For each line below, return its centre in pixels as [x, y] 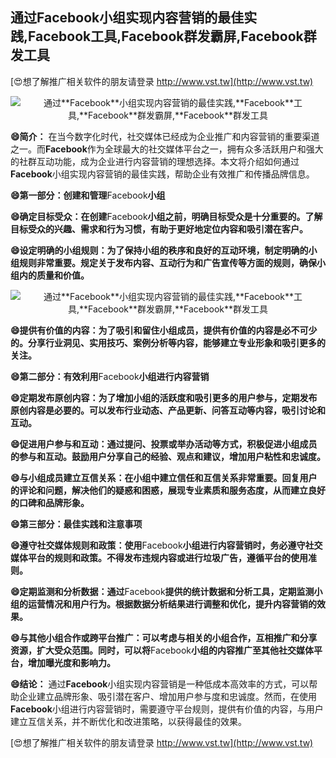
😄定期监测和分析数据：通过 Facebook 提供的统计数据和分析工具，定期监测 [162, 591]
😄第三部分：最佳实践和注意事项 [76, 524]
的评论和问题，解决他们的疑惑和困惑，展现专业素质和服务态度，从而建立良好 [168, 490]
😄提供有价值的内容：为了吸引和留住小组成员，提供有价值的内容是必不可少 [164, 330]
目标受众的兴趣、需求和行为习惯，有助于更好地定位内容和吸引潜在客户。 [159, 229]
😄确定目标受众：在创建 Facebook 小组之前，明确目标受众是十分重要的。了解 [166, 216]
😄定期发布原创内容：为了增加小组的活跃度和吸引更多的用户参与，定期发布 [164, 397]
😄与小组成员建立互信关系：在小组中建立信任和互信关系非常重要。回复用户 [164, 477]
